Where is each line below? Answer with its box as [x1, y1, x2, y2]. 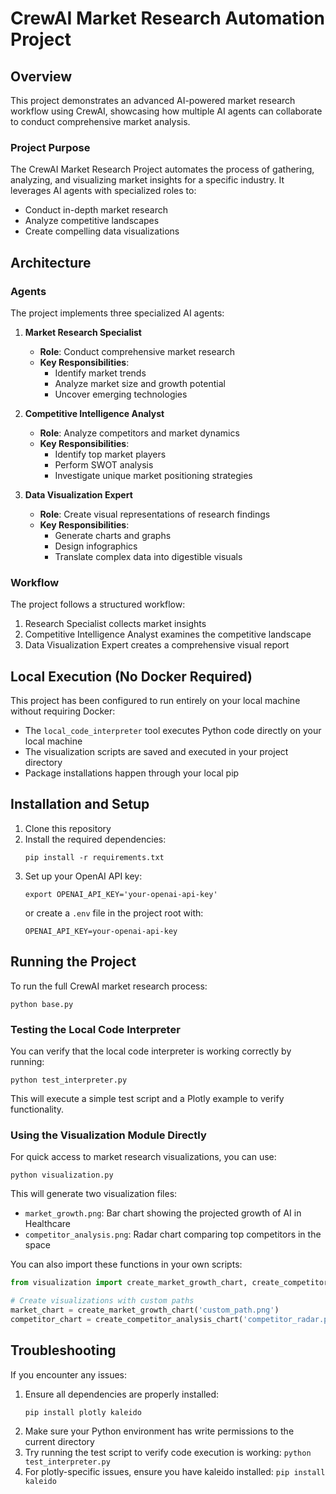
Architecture [10, 254, 92, 271]
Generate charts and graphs [54, 529, 172, 541]
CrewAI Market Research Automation [10, 7, 326, 30]
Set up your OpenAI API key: [24, 870, 143, 882]
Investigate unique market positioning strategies [54, 469, 253, 481]
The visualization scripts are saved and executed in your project [24, 746, 289, 758]
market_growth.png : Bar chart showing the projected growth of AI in [24, 1207, 302, 1219]
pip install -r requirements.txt [24, 852, 165, 862]
